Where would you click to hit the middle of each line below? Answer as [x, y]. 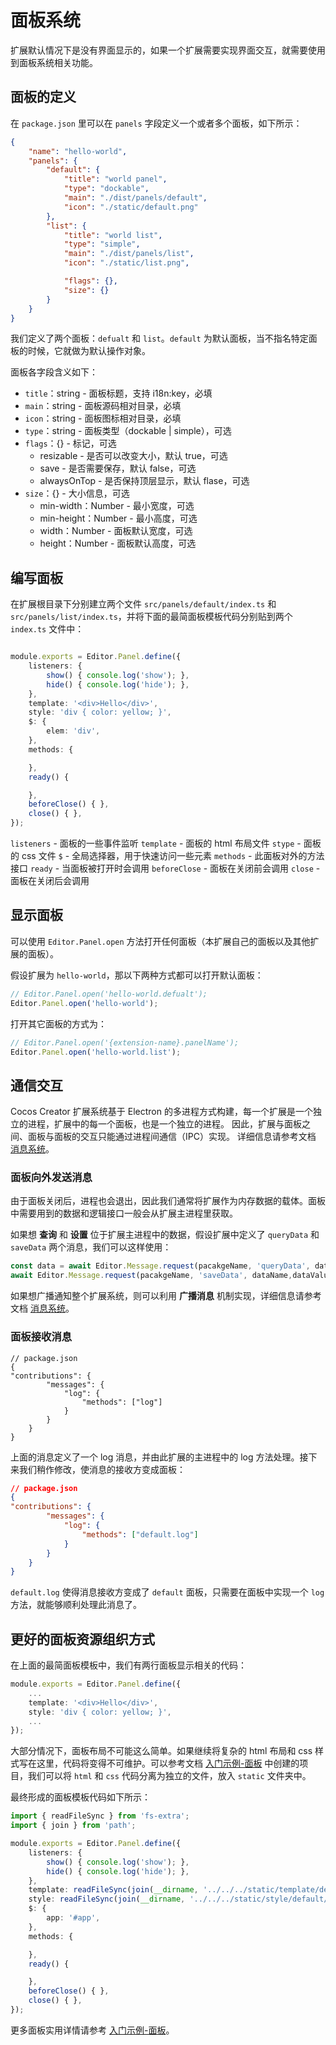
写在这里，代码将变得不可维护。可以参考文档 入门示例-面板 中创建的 [159, 1763]
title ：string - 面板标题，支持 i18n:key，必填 [118, 393]
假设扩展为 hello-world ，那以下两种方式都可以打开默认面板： [137, 975]
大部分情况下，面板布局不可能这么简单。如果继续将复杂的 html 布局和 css [161, 1751]
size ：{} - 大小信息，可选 [77, 493]
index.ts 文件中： [47, 629]
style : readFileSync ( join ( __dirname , [107, 1899]
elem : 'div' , [73, 731]
